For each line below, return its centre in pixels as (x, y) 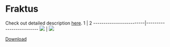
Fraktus (22, 9)
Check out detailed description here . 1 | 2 (49, 23)
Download (16, 39)
